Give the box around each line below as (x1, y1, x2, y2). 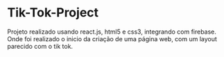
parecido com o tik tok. (7, 42, 74, 50)
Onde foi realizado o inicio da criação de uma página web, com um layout (7, 34, 217, 43)
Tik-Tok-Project (7, 5, 99, 21)
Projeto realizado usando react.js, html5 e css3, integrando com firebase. (7, 27, 217, 36)
